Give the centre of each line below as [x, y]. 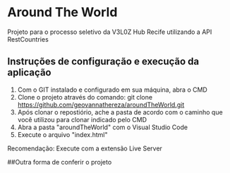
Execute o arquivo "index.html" [62, 134]
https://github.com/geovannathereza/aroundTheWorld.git [101, 105]
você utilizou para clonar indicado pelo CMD [82, 119]
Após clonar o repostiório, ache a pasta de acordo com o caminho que [120, 112]
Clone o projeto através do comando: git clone [85, 97]
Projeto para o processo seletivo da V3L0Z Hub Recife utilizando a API [110, 32]
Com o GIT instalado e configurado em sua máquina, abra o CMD [113, 90]
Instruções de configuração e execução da [103, 62]
